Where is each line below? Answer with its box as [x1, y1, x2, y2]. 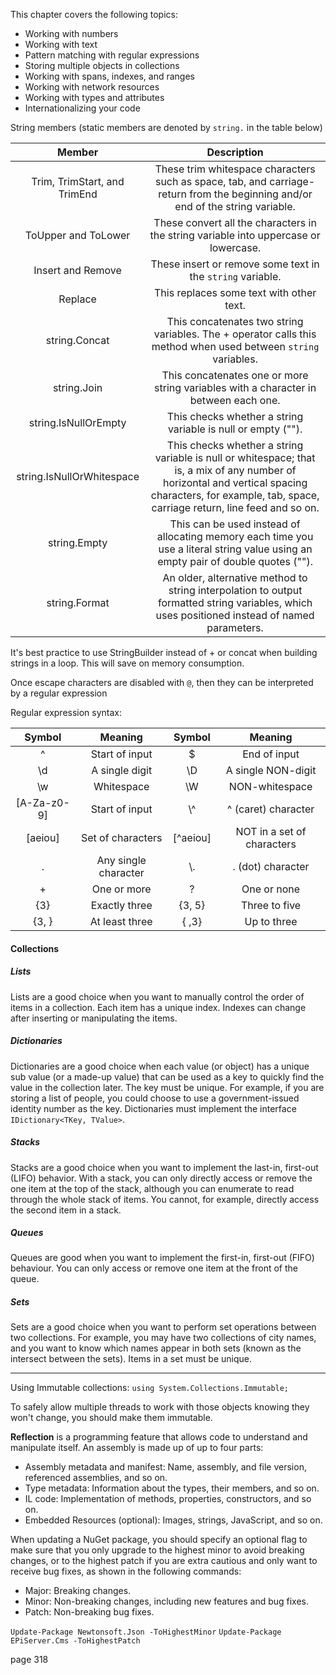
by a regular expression [10, 687, 108, 699]
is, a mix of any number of [174, 464, 297, 477]
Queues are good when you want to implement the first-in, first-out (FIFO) [10, 1252, 315, 1264]
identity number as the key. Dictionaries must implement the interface [10, 1102, 297, 1114]
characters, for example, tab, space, [150, 489, 320, 502]
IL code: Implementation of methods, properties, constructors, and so [24, 1493, 312, 1505]
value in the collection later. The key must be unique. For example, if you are [10, 1081, 325, 1093]
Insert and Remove [33, 264, 122, 277]
